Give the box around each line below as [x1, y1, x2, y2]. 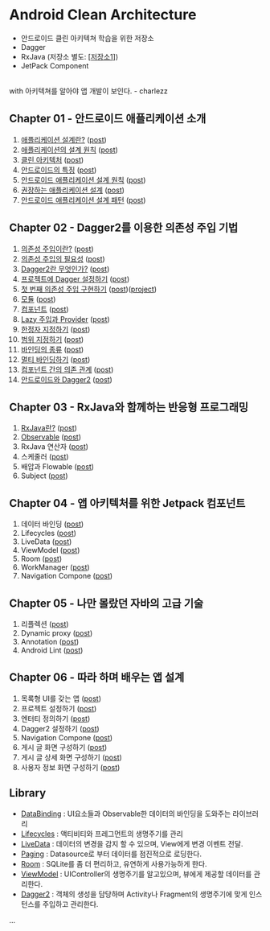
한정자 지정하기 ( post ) [20, 324, 91, 334]
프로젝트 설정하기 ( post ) [20, 703, 97, 713]
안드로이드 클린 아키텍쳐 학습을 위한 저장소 [20, 33, 155, 43]
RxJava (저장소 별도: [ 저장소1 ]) [20, 51, 119, 61]
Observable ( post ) [20, 432, 81, 442]
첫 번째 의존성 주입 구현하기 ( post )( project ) [20, 284, 157, 294]
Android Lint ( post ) [20, 645, 84, 655]
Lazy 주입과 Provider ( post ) [20, 314, 111, 323]
